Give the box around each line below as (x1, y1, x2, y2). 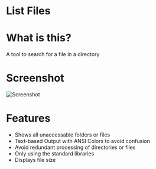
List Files (6, 4, 51, 18)
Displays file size (14, 157, 56, 163)
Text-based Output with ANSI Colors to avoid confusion (14, 138, 151, 144)
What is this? (6, 31, 72, 45)
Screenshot (6, 71, 64, 85)
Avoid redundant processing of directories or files (14, 144, 136, 151)
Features (6, 112, 51, 125)
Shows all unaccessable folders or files (14, 131, 110, 138)
